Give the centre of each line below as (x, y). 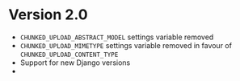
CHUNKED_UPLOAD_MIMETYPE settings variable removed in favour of (126, 45)
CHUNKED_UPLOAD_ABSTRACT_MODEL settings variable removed (117, 37)
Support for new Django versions (75, 63)
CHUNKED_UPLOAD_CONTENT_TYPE (69, 55)
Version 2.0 (48, 15)
